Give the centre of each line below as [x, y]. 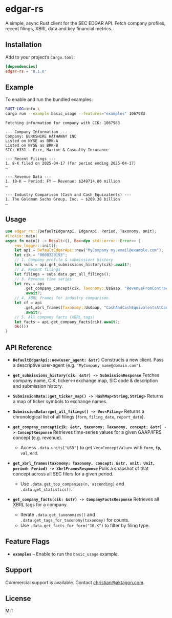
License [18, 598]
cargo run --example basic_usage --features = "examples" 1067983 [75, 114]
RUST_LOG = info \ [23, 109]
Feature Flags [28, 542]
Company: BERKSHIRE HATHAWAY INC [41, 136]
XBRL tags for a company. [40, 504]
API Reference [29, 347]
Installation [24, 45]
